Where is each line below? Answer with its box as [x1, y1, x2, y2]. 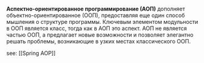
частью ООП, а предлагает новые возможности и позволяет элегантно [6, 31, 194, 39]
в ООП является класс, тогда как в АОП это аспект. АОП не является [6, 24, 187, 32]
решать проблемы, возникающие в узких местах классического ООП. [6, 38, 191, 45]
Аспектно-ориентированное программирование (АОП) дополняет [6, 6, 186, 12]
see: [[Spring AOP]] [6, 50, 56, 57]
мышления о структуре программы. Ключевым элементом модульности [6, 18, 198, 25]
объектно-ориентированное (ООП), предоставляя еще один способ [6, 12, 185, 19]
